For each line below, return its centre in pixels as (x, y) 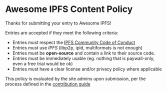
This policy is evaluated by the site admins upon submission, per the (75, 78)
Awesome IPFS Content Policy (69, 9)
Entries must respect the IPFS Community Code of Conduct (74, 42)
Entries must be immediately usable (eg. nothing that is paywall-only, (83, 58)
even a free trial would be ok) (43, 63)
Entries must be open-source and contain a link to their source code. (84, 53)
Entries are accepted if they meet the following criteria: (62, 32)
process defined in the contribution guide (48, 84)
